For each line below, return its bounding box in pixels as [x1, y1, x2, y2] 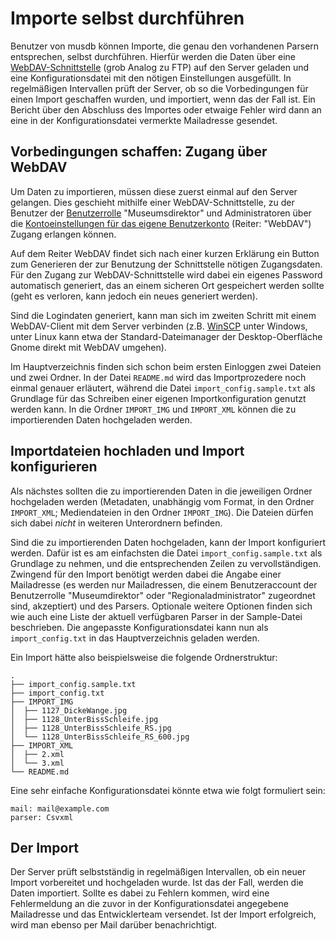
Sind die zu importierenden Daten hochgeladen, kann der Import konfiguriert [10, 536, 326, 548]
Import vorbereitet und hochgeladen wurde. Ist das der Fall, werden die [10, 877, 304, 889]
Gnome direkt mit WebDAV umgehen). [10, 341, 167, 353]
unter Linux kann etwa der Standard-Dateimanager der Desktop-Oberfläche [10, 330, 323, 342]
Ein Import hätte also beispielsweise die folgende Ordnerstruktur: [10, 651, 278, 663]
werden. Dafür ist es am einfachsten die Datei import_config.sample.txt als [10, 547, 323, 559]
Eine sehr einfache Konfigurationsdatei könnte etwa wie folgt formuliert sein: [10, 784, 326, 796]
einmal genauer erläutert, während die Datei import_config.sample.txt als [10, 382, 316, 394]
